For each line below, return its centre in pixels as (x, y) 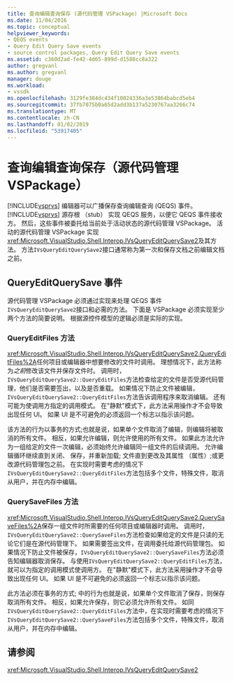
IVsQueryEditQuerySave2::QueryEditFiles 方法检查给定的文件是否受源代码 (113, 379)
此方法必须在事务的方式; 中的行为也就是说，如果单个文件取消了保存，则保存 (116, 593)
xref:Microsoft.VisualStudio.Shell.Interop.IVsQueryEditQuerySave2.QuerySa (116, 517)
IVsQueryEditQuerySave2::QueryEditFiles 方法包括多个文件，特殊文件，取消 (116, 473)
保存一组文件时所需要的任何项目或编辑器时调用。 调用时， (125, 526)
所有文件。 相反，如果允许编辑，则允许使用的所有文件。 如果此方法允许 (122, 438)
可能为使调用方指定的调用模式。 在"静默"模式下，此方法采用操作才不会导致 (115, 406)
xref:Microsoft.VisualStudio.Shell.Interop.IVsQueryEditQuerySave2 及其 (109, 241)
